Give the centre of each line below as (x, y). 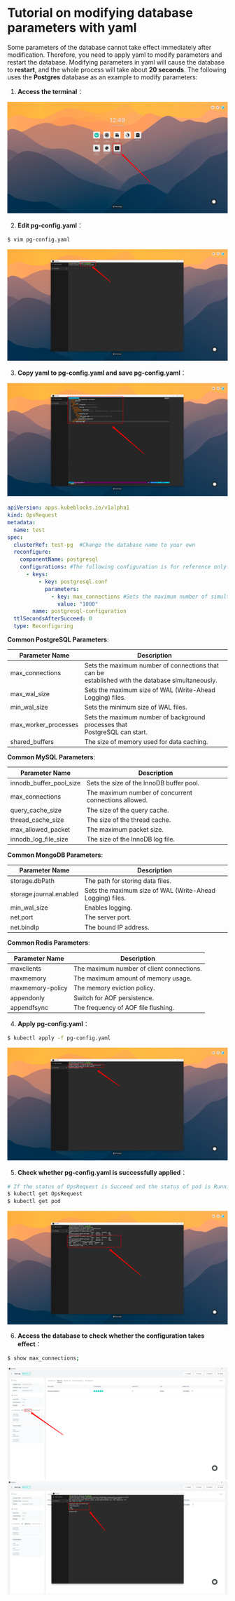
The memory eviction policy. (114, 988)
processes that (106, 724)
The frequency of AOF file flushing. (124, 1007)
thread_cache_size (37, 820)
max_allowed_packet (40, 830)
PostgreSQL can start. (116, 732)
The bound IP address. (117, 927)
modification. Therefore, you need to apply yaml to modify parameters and (115, 55)
